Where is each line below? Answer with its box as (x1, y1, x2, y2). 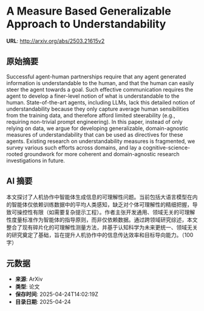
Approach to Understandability (6, 17, 166, 31)
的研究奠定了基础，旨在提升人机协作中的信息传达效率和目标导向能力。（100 (6, 231, 194, 238)
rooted (6, 150, 23, 157)
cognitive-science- (142, 144, 191, 151)
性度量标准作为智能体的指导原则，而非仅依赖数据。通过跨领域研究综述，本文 (6, 216, 198, 223)
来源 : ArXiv (15, 275, 43, 283)
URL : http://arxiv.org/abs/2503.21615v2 (6, 37, 105, 44)
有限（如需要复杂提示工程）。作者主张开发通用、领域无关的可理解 (32, 208, 195, 216)
